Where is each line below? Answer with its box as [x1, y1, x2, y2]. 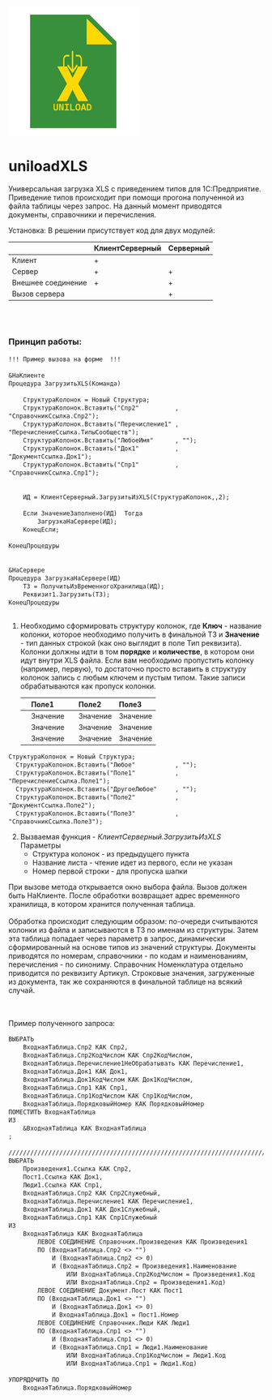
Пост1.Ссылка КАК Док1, [23, 1173, 104, 1181]
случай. [8, 985, 35, 995]
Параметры [19, 840, 62, 850]
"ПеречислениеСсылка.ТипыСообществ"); [8, 428, 139, 436]
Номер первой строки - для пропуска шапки [32, 866, 188, 876]
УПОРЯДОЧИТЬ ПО [8, 1376, 60, 1384]
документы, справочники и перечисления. [8, 209, 156, 219]
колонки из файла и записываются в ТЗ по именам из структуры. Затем [8, 925, 259, 934]
